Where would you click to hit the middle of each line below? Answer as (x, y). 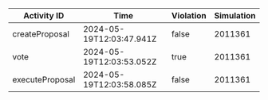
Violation (189, 15)
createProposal (41, 34)
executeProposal (44, 80)
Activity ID (44, 15)
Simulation (235, 15)
